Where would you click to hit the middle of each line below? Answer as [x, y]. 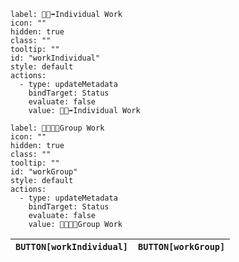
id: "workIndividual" [55, 58]
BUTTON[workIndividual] [72, 246]
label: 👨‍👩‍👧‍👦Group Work [57, 128]
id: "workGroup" [44, 172]
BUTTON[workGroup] [182, 246]
